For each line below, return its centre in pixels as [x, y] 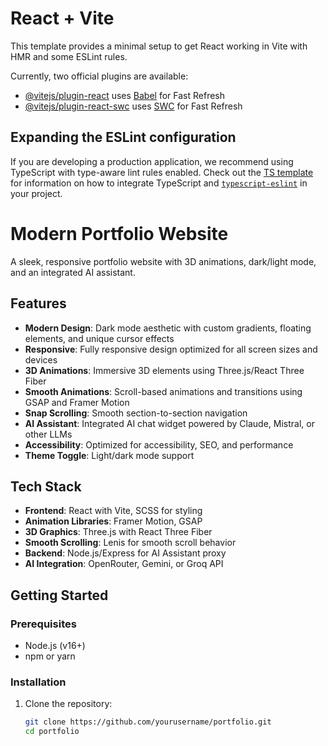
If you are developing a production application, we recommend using [152, 161]
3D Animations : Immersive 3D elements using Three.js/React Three [164, 370]
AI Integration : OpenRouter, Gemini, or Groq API [124, 564]
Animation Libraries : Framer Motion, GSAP [113, 521]
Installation [38, 682]
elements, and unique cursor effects [99, 338]
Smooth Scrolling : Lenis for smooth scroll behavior [130, 543]
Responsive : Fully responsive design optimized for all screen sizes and [171, 349]
